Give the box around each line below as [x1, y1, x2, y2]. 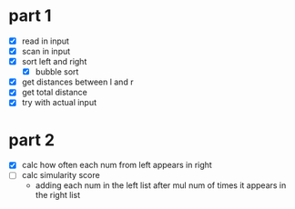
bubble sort [35, 66, 79, 77]
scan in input [21, 46, 71, 56]
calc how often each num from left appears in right [21, 160, 213, 171]
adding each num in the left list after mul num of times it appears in [35, 180, 287, 191]
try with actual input [21, 97, 97, 108]
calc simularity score [21, 170, 101, 181]
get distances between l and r [21, 76, 134, 87]
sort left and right [21, 56, 87, 67]
